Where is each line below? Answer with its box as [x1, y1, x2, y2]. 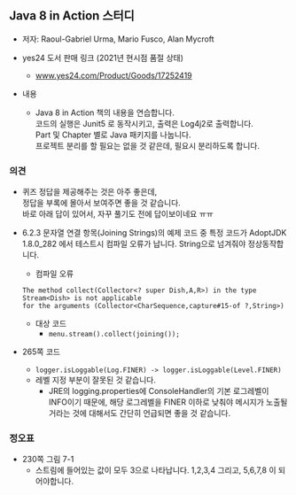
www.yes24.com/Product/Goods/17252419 [35, 70, 192, 81]
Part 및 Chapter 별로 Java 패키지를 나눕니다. [35, 129, 191, 140]
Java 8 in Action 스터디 [9, 8, 135, 24]
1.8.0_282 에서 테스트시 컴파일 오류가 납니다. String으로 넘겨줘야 [21, 238, 246, 250]
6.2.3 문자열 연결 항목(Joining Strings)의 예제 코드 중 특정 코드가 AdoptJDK [21, 228, 287, 238]
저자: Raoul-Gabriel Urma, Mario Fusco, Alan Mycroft [21, 34, 214, 44]
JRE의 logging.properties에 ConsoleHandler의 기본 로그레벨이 [48, 386, 269, 397]
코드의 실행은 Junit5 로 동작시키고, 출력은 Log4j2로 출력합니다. [35, 118, 254, 128]
